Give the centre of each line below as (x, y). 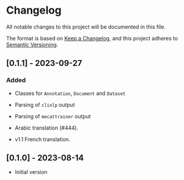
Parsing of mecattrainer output (53, 116)
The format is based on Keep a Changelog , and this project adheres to (92, 38)
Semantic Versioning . (32, 45)
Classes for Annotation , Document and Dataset (70, 93)
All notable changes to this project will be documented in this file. (86, 27)
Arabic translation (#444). (46, 128)
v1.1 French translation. (42, 139)
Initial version (31, 172)
